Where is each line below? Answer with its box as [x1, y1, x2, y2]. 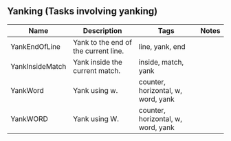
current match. [73, 65, 121, 75]
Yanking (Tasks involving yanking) [7, 6, 158, 17]
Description [82, 25, 122, 35]
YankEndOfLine [10, 41, 60, 51]
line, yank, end [138, 41, 186, 51]
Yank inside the [73, 57, 122, 67]
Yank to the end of [73, 37, 133, 47]
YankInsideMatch [10, 61, 67, 71]
